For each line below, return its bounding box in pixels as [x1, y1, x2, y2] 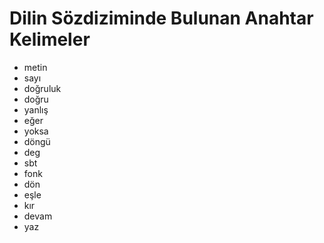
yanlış [23, 103, 49, 116]
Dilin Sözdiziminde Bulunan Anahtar [9, 7, 314, 30]
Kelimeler [9, 28, 91, 51]
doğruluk [23, 82, 62, 94]
